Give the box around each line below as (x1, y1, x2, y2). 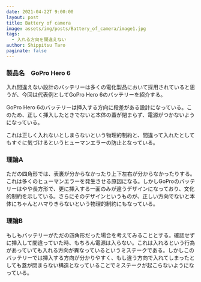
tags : (6, 31, 20, 37)
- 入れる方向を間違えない (11, 37, 67, 43)
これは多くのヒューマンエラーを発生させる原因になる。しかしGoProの (6, 178, 180, 185)
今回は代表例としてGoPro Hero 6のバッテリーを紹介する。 (22, 91, 166, 98)
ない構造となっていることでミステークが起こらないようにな (47, 262, 195, 269)
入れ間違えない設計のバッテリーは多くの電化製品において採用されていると (6, 83, 190, 91)
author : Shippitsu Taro (6, 43, 66, 49)
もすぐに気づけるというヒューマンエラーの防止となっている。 (6, 139, 158, 146)
